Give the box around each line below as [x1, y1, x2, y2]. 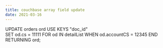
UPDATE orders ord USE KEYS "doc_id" [5, 26, 88, 32]
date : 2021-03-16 [5, 12, 42, 17]
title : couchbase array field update [5, 7, 85, 13]
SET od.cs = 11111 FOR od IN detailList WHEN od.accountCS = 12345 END [5, 31, 158, 37]
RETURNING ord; [5, 36, 41, 43]
